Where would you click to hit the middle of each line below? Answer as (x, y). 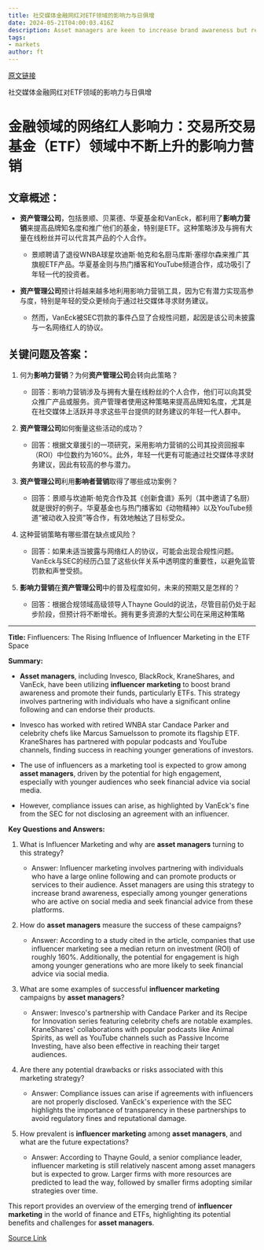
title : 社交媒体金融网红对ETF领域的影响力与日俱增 (81, 15)
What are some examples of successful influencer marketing (119, 989)
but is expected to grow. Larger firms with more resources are (131, 1174)
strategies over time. (64, 1190)
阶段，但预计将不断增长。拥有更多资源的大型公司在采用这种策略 (141, 614)
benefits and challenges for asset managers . (81, 1222)
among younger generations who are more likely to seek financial (137, 965)
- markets (24, 45)
